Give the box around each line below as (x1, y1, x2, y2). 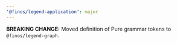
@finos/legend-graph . (6, 31, 60, 39)
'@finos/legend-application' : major (6, 8, 98, 15)
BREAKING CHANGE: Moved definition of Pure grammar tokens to (6, 25, 172, 32)
